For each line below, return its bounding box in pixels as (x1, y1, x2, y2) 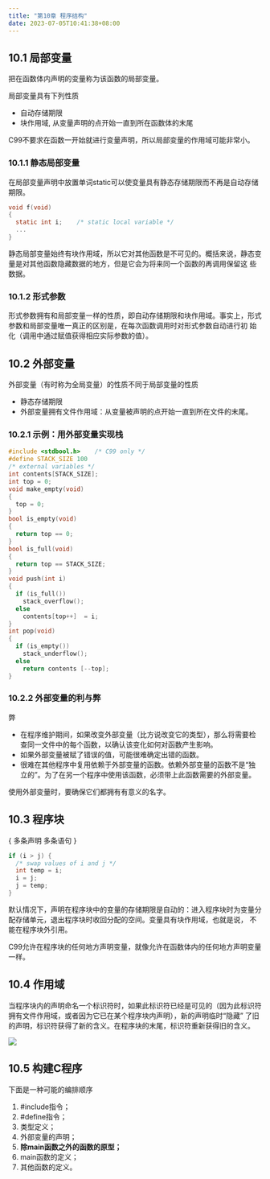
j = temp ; (15, 882, 48, 890)
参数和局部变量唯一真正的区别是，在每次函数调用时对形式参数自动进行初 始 (8, 321, 257, 331)
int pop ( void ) (8, 627, 56, 636)
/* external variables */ (8, 463, 95, 471)
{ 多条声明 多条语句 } (8, 835, 77, 845)
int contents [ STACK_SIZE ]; (8, 470, 99, 479)
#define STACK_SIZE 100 (8, 456, 88, 464)
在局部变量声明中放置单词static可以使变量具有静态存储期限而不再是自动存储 (8, 177, 259, 187)
